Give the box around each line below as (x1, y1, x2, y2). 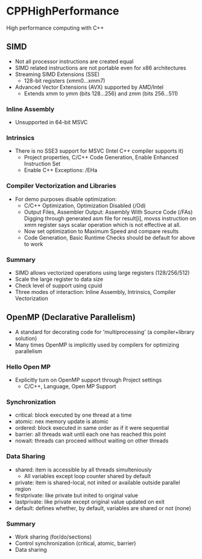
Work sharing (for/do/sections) (14, 533, 92, 540)
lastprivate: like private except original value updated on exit (14, 498, 165, 505)
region (14, 485, 31, 493)
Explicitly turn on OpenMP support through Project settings (14, 376, 162, 384)
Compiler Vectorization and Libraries (6, 182, 116, 190)
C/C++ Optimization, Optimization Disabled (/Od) (24, 202, 146, 209)
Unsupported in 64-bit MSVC (14, 119, 88, 126)
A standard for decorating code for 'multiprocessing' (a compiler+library (14, 328, 195, 336)
